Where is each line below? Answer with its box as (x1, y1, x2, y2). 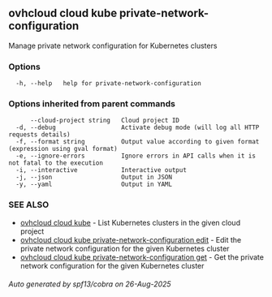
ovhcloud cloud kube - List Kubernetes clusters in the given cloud (19, 217, 241, 227)
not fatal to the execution (8, 159, 104, 167)
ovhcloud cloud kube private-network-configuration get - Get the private (19, 252, 264, 262)
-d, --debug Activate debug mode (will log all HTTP (15, 123, 260, 132)
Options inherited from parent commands (8, 98, 176, 110)
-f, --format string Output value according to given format (15, 138, 260, 146)
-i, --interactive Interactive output (15, 166, 187, 174)
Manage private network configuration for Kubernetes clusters (8, 41, 218, 50)
